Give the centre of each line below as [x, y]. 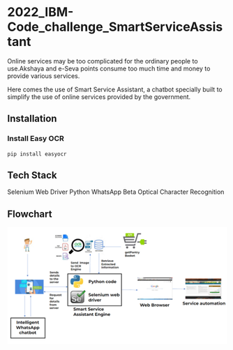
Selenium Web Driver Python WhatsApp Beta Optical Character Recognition [116, 192]
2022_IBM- [40, 12]
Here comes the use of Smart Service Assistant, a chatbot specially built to [115, 89]
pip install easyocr [37, 154]
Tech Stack [32, 175]
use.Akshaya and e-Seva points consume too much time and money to [109, 68]
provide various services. [44, 76]
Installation [32, 119]
